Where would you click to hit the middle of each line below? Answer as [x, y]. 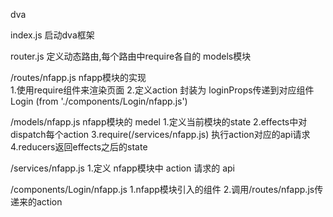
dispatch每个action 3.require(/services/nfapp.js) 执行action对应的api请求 [160, 134]
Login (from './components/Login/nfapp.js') [99, 101]
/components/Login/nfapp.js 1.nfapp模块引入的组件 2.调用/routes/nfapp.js [162, 189]
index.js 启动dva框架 [52, 35]
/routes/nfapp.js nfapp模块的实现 [78, 77]
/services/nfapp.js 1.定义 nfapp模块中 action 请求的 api [122, 168]
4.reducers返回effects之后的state [79, 147]
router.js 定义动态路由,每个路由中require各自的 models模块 [131, 56]
